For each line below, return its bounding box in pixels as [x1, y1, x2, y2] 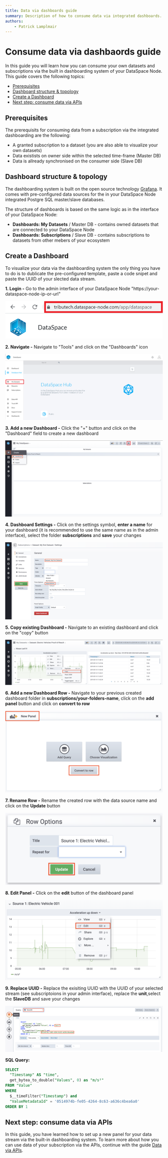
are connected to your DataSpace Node [12, 226, 95, 233]
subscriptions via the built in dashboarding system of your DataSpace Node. [5, 68, 162, 74]
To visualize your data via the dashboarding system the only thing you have [5, 265, 160, 271]
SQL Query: [5, 1057, 30, 1063]
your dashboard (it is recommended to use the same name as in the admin [5, 527, 158, 533]
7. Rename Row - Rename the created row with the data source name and [5, 797, 157, 803]
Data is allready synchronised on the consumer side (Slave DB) [12, 158, 142, 164]
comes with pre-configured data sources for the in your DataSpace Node [5, 191, 156, 197]
